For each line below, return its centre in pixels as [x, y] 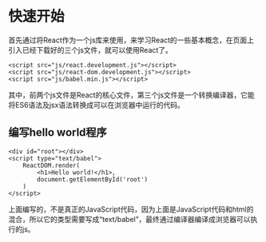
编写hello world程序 [58, 133]
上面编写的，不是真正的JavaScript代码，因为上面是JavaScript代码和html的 [131, 209]
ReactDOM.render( [52, 165]
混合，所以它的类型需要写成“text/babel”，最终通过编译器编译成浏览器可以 [129, 219]
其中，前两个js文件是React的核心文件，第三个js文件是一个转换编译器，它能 [132, 95]
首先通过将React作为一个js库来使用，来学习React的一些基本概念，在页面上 [131, 40]
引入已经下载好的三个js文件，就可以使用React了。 [91, 50]
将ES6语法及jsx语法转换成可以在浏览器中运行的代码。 [97, 105]
